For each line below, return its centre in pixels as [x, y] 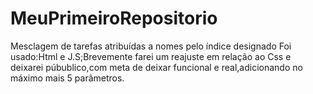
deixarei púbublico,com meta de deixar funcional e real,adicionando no [156, 67]
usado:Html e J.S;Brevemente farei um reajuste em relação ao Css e [151, 56]
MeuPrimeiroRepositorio [114, 18]
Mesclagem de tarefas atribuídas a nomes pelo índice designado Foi [151, 46]
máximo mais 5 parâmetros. [67, 78]
